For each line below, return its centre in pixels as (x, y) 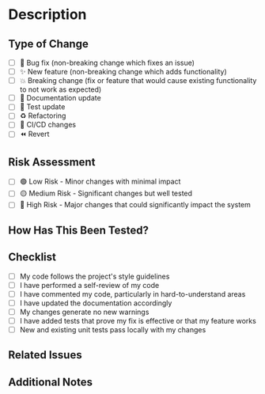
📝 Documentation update (60, 98)
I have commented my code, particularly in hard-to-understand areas (132, 294)
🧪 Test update (42, 107)
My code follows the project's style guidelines (95, 276)
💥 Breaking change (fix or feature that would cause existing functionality (138, 81)
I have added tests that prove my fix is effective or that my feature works (138, 320)
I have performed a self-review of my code (89, 285)
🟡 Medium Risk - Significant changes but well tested (106, 193)
